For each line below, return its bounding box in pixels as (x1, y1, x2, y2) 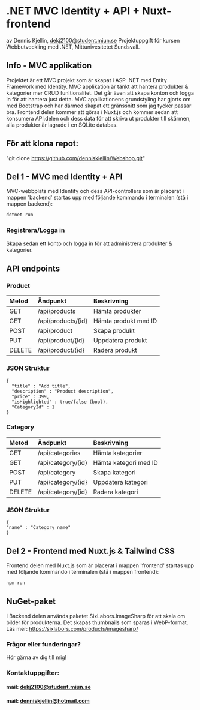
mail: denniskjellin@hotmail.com (6, 697, 90, 705)
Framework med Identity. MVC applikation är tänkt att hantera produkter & (6, 83, 189, 90)
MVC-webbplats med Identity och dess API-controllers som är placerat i (6, 188, 184, 195)
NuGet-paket (6, 597, 56, 607)
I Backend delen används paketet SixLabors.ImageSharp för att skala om (6, 612, 186, 619)
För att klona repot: (6, 139, 79, 149)
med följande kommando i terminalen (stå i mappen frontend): (6, 568, 159, 575)
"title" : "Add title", (11, 383, 71, 389)
